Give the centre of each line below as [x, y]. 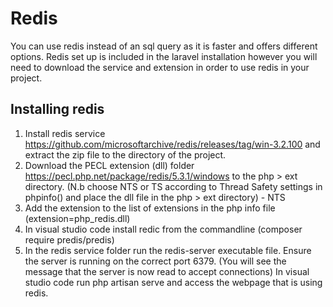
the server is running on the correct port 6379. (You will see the [155, 261]
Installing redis [57, 109]
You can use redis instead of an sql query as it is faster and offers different [164, 46]
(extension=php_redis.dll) [77, 218]
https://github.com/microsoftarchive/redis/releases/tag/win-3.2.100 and [172, 144]
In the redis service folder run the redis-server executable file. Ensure [168, 250]
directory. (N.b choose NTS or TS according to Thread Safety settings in [173, 186]
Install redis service [65, 133]
